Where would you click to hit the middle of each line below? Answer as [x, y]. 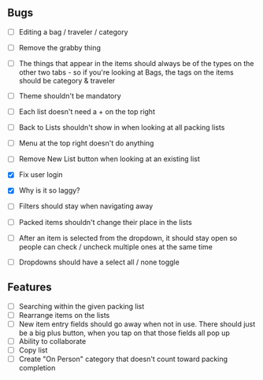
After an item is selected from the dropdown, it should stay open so [128, 238]
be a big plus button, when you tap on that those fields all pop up [124, 333]
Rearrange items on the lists [64, 315]
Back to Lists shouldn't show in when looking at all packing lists [122, 127]
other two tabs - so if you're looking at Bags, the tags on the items [126, 72]
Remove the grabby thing [60, 47]
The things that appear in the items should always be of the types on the [136, 63]
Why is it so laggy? [49, 190]
